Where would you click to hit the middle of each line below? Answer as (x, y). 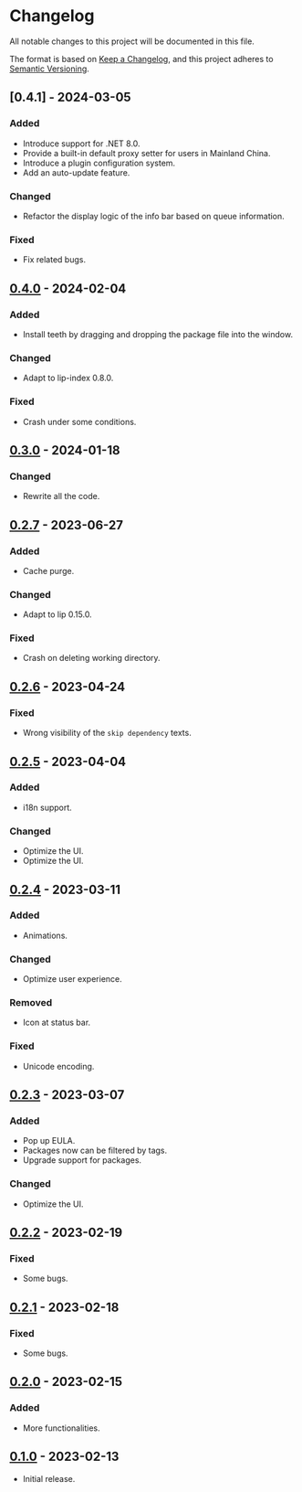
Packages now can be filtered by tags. (95, 1151)
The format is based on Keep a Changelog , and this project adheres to (141, 59)
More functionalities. (61, 1428)
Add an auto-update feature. (76, 172)
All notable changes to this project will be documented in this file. (132, 41)
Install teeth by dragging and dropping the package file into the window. (158, 334)
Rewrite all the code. (61, 496)
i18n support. (47, 807)
